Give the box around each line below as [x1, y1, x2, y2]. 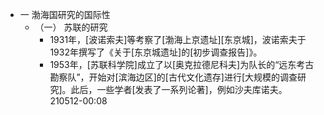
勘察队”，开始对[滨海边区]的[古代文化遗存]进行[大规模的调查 [49, 71, 298, 83]
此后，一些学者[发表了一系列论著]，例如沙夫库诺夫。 [70, 84, 288, 95]
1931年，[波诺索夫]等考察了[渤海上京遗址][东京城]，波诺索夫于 [49, 34, 307, 45]
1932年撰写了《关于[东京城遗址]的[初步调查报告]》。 [49, 46, 263, 58]
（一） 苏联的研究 [34, 21, 108, 33]
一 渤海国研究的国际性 [19, 9, 111, 20]
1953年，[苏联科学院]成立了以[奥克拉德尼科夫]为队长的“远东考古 [49, 59, 315, 70]
